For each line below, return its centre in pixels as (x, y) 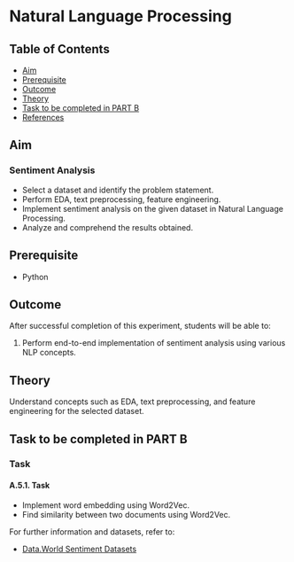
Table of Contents (60, 49)
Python (35, 277)
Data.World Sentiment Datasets (79, 549)
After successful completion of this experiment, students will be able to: (140, 326)
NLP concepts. (49, 353)
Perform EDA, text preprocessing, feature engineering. (121, 199)
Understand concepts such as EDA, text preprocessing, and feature (132, 402)
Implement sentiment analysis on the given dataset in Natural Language (152, 208)
